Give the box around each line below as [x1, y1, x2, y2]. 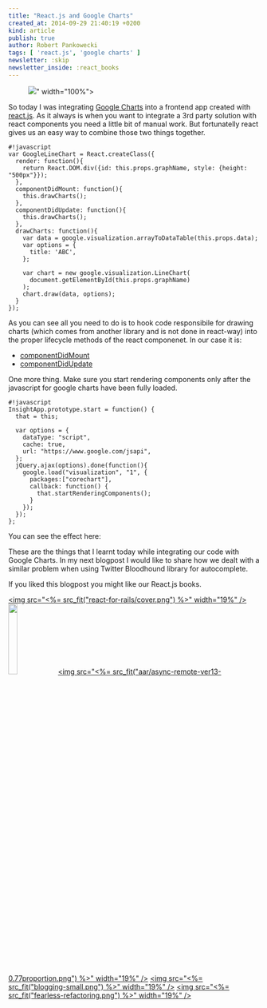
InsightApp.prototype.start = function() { [8, 405, 155, 413]
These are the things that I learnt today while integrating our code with [8, 547, 240, 556]
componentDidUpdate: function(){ [15, 205, 127, 214]
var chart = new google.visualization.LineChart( [22, 269, 191, 277]
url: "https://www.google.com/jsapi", [22, 447, 151, 456]
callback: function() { [29, 482, 109, 490]
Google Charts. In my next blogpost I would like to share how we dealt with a [8, 555, 260, 564]
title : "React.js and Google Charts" [8, 11, 134, 20]
